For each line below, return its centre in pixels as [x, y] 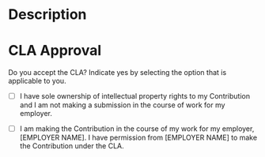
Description [47, 15]
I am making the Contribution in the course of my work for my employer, [137, 129]
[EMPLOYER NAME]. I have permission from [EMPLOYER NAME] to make [138, 138]
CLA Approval [55, 51]
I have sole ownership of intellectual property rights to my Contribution [135, 96]
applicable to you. [37, 81]
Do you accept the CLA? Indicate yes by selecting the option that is [117, 73]
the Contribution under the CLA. [72, 146]
